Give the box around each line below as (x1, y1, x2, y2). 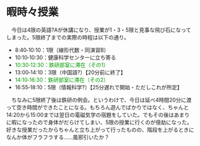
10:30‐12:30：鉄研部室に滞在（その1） (14, 61, 109, 69)
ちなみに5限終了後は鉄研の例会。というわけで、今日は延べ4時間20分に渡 (11, 96, 192, 103)
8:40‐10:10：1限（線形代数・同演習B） (14, 46, 109, 54)
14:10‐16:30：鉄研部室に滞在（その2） (14, 76, 109, 83)
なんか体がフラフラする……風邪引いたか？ (6, 133, 110, 141)
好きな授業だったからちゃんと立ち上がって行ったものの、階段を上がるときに (6, 126, 195, 133)
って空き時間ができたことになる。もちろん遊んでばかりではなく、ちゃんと (6, 104, 189, 111)
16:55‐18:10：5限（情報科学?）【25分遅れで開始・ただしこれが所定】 (14, 83, 183, 91)
